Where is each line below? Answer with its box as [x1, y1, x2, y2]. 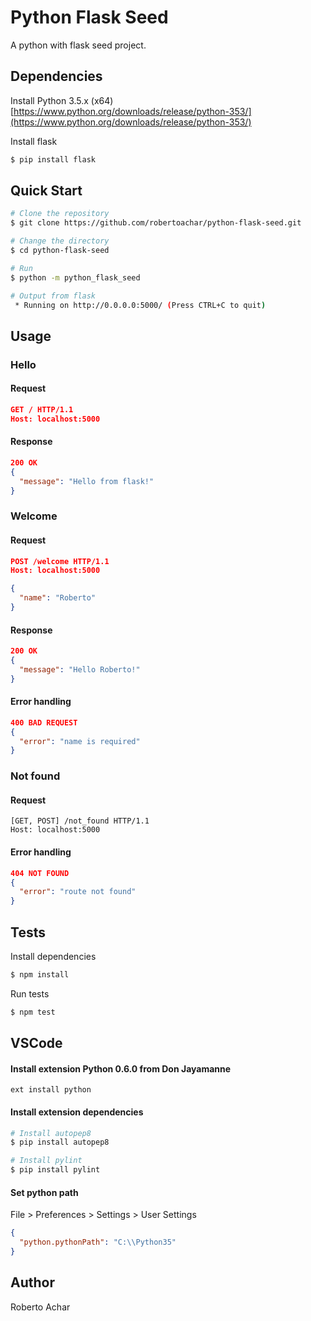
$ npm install [10, 969, 70, 980]
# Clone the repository [10, 209, 110, 219]
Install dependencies [10, 950, 97, 962]
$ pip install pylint [10, 1165, 101, 1175]
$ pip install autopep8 [10, 1137, 110, 1148]
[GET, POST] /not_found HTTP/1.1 [10, 816, 150, 826]
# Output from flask [10, 291, 97, 301]
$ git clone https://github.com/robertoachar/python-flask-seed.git [10, 218, 302, 228]
